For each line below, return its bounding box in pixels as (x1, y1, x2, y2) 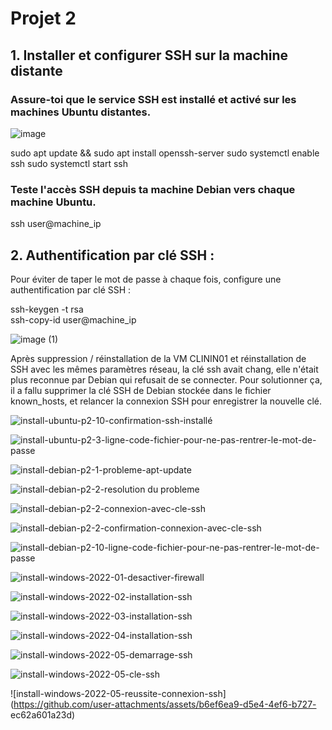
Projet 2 (10, 7, 77, 30)
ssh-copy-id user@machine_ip (10, 313, 137, 326)
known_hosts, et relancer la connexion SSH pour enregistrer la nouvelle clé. (10, 395, 323, 407)
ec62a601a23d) (10, 708, 76, 721)
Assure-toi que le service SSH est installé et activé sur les (10, 92, 297, 106)
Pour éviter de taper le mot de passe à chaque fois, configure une (10, 273, 282, 285)
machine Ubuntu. (10, 195, 97, 209)
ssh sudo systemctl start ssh (10, 157, 128, 169)
